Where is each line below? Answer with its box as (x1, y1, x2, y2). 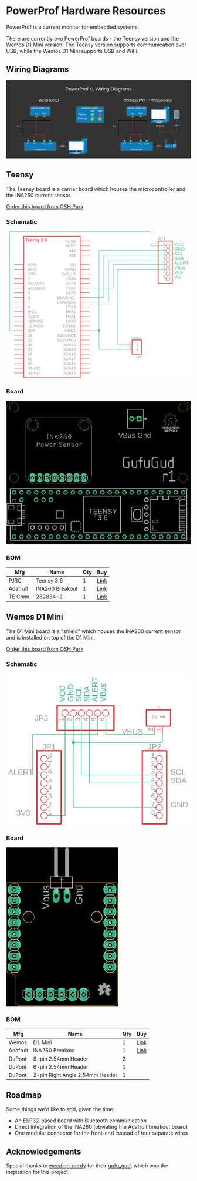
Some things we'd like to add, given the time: (6, 1106, 115, 1113)
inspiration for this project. (6, 1169, 70, 1176)
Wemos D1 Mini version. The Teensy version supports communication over (6, 41, 186, 48)
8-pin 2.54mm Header (33, 1055, 89, 1062)
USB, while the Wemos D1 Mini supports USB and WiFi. (6, 47, 139, 54)
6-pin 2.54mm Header (33, 1063, 89, 1070)
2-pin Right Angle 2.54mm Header (33, 1072, 118, 1079)
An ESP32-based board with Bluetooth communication (14, 1117, 147, 1124)
